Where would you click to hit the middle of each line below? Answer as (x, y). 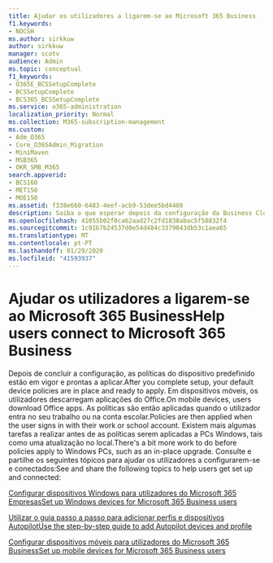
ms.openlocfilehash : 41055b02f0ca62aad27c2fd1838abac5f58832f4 (118, 221)
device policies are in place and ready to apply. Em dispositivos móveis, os (133, 390)
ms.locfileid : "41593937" (52, 258)
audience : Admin (36, 62)
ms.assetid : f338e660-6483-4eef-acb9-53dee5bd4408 (96, 205)
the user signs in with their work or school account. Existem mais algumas (132, 425)
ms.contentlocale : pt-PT (50, 244)
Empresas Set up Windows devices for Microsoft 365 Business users (123, 501)
